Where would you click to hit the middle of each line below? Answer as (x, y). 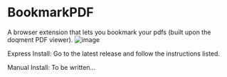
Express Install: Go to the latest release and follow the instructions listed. (114, 53)
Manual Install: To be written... (52, 67)
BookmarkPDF (51, 12)
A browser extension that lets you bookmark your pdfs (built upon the (109, 32)
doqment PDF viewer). (40, 39)
